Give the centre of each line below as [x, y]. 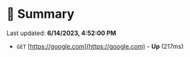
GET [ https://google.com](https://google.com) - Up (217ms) [100, 46]
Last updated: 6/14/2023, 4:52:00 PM [61, 33]
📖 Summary [40, 14]
